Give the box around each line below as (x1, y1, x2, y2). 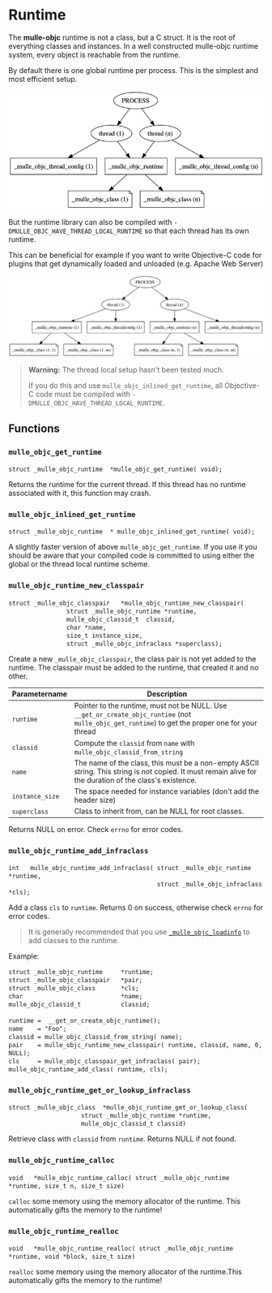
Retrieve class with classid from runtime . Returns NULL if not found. (8, 1134, 237, 1144)
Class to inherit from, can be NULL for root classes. (74, 806, 244, 817)
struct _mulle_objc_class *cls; (8, 985, 139, 993)
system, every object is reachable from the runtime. (8, 50, 181, 59)
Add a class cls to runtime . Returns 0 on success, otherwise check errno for (8, 903, 264, 912)
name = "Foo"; (8, 1025, 67, 1033)
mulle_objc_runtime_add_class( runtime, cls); (8, 1066, 168, 1074)
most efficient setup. (8, 74, 78, 84)
